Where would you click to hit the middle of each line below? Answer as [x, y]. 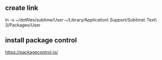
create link [22, 8]
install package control [41, 40]
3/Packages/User [23, 25]
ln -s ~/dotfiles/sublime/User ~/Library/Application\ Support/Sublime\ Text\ [81, 20]
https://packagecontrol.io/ [32, 52]
